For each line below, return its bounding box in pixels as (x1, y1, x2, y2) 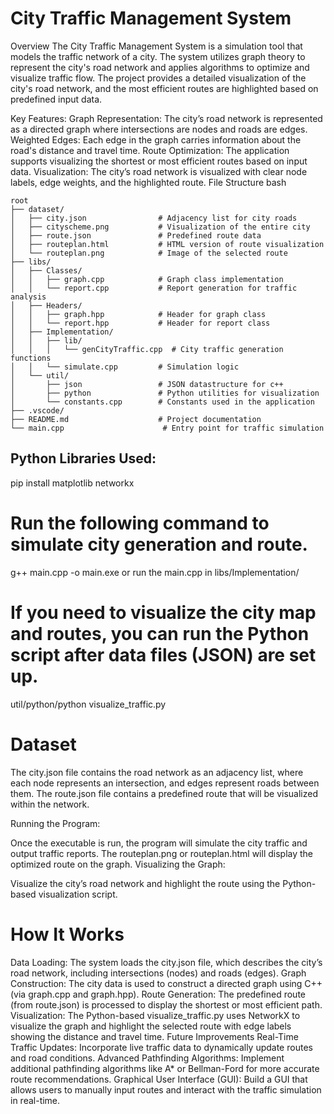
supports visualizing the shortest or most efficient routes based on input (10, 155, 308, 167)
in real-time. (10, 1094, 61, 1106)
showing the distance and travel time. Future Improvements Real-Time (10, 1030, 299, 1042)
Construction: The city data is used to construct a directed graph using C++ (10, 977, 323, 989)
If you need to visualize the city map (10, 601, 317, 624)
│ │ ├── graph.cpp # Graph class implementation (10, 274, 284, 284)
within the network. (10, 798, 90, 810)
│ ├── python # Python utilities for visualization (10, 388, 320, 398)
